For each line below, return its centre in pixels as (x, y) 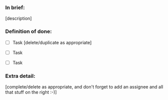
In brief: (15, 8)
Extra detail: (20, 76)
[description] (19, 19)
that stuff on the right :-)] (31, 92)
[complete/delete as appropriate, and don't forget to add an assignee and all (84, 87)
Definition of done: (28, 32)
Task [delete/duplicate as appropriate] (52, 42)
